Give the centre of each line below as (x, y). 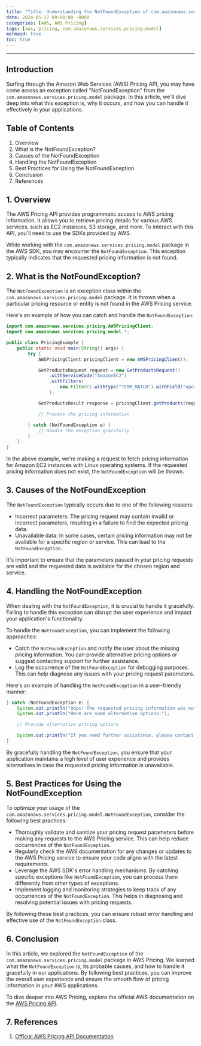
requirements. (32, 864)
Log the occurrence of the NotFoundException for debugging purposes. (102, 667)
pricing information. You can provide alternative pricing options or (96, 655)
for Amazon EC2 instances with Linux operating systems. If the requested (97, 465)
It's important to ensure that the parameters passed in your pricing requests (100, 560)
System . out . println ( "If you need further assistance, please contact (106, 735)
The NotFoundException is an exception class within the (74, 291)
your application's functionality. (45, 619)
